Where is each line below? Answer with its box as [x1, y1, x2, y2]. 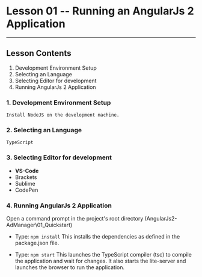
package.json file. [14, 239, 60, 246]
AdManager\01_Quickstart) [6, 221, 73, 228]
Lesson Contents [6, 48, 72, 58]
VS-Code [14, 167, 39, 174]
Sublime [14, 180, 35, 187]
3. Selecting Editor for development [6, 153, 112, 162]
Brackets [14, 173, 37, 181]
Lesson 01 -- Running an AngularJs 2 [6, 4, 194, 18]
